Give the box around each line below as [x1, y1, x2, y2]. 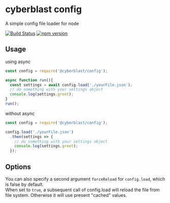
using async [5, 59, 31, 65]
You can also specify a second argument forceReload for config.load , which [5, 176, 165, 182]
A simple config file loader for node [5, 20, 80, 26]
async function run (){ [5, 77, 53, 82]
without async [5, 110, 35, 117]
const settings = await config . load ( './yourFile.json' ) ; [10, 82, 133, 88]
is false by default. [5, 181, 44, 187]
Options [5, 162, 31, 171]
